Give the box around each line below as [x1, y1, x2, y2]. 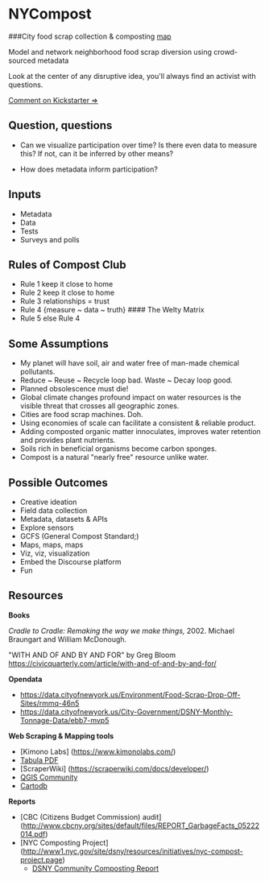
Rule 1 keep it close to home [19, 279, 114, 289]
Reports [8, 796, 36, 806]
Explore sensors [19, 523, 74, 532]
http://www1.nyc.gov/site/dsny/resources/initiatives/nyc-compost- [23, 846, 244, 856]
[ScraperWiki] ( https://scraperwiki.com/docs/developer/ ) [19, 763, 209, 773]
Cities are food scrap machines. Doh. [19, 410, 143, 420]
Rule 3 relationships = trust [19, 296, 110, 306]
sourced [8, 56, 36, 65]
